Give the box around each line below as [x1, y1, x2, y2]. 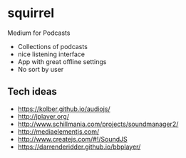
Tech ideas [7, 85, 57, 98]
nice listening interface [17, 50, 86, 58]
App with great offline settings [17, 57, 107, 65]
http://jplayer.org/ [17, 112, 70, 120]
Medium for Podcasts [7, 28, 71, 37]
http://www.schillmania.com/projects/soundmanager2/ [17, 120, 179, 128]
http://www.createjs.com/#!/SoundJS [17, 135, 128, 143]
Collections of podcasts [17, 42, 88, 51]
